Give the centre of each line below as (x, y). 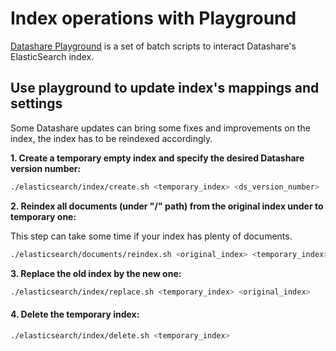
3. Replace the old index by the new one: (96, 273)
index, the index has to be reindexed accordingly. (111, 138)
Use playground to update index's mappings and (165, 88)
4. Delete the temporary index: (75, 314)
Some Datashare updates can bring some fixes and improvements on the (160, 128)
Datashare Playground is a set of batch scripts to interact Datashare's (153, 46)
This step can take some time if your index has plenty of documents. (151, 236)
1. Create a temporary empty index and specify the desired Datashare (157, 158)
